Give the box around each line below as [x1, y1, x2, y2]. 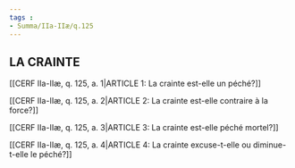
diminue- [253, 139, 287, 150]
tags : [9, 13, 34, 22]
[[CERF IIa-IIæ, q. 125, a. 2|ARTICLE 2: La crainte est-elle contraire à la [9, 96, 268, 106]
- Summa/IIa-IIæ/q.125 [9, 21, 94, 30]
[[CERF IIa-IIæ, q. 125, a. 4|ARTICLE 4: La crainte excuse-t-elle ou [9, 139, 252, 150]
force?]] [9, 105, 38, 116]
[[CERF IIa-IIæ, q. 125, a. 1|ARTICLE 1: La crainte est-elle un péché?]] [9, 78, 262, 89]
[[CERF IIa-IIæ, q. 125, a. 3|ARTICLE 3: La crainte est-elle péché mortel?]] [9, 122, 279, 133]
